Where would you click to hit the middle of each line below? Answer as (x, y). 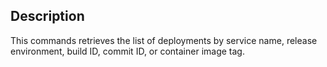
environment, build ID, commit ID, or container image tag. (127, 51)
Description (47, 16)
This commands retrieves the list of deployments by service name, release (164, 40)
